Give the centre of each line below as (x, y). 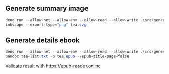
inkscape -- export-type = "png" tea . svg (46, 25)
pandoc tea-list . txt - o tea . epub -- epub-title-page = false (67, 57)
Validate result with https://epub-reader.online (53, 66)
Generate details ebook (43, 40)
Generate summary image (47, 8)
